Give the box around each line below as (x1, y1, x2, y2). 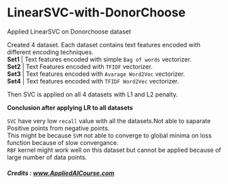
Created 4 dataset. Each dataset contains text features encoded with (7, 40, 201, 49)
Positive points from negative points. (7, 124, 110, 132)
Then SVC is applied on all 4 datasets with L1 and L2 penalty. (7, 90, 178, 98)
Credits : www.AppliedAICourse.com (7, 169, 115, 177)
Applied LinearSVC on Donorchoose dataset (7, 27, 132, 36)
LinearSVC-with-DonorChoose (7, 5, 186, 21)
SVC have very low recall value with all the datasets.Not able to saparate (7, 116, 211, 124)
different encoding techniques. (7, 48, 94, 56)
